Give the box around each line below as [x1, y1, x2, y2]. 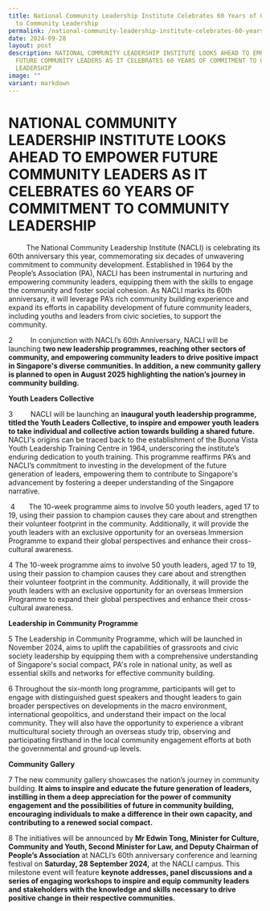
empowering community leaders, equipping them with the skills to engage [8, 277, 254, 286]
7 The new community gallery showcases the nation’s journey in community [8, 775, 260, 785]
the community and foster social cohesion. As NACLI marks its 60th [8, 286, 233, 295]
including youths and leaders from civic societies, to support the [8, 311, 222, 321]
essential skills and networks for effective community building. [8, 669, 215, 678]
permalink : [8, 27, 45, 35]
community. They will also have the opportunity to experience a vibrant [8, 718, 243, 728]
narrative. [8, 486, 40, 496]
